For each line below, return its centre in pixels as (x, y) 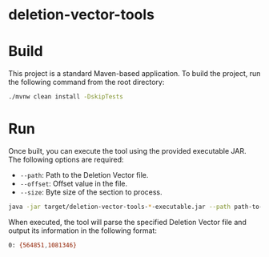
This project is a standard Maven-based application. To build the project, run (134, 74)
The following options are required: (66, 159)
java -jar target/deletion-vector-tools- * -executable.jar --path (119, 207)
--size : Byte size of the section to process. (91, 192)
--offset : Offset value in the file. (74, 183)
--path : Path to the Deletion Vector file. (84, 175)
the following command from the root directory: (86, 82)
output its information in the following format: (83, 231)
